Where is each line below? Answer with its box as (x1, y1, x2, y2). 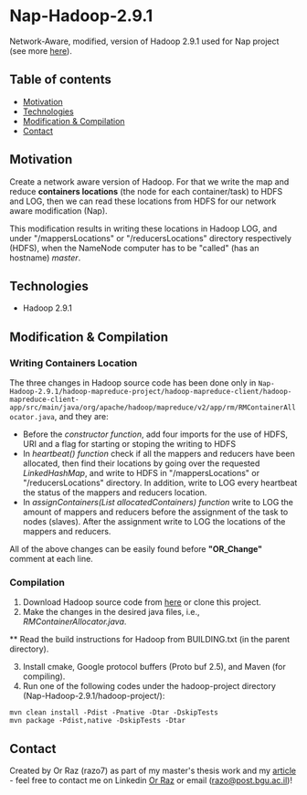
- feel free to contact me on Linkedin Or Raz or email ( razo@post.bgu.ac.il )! (9, 775, 292, 786)
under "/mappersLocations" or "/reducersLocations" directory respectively (9, 232, 292, 243)
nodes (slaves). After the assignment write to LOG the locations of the (22, 516, 286, 527)
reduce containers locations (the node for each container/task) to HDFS (9, 185, 283, 196)
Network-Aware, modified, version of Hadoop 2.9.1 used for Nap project (9, 36, 280, 47)
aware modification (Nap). (9, 205, 108, 216)
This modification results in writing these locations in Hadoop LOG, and (9, 223, 277, 234)
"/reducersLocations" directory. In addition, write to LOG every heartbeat (22, 477, 298, 489)
